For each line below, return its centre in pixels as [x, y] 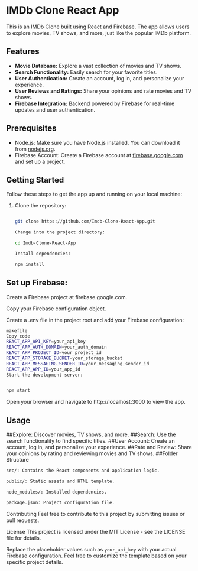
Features [23, 52]
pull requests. [23, 520]
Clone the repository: [40, 206]
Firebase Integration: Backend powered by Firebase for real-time [95, 103]
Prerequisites [31, 129]
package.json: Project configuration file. [61, 502]
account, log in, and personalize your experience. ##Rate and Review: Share [99, 447]
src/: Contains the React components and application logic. [83, 471]
